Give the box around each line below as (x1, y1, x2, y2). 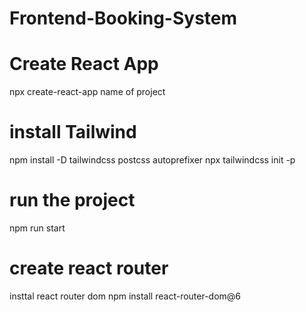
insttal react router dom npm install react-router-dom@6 (9, 290, 242, 302)
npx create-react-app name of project (9, 86, 166, 98)
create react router (9, 257, 169, 280)
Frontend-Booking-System (9, 7, 238, 30)
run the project (9, 189, 136, 212)
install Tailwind (9, 121, 137, 144)
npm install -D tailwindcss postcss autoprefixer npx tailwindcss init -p (9, 154, 296, 166)
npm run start (9, 222, 66, 234)
